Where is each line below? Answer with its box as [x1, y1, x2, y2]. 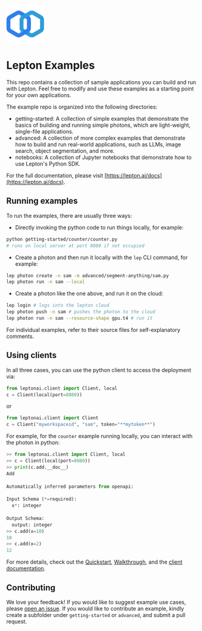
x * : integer [11, 502, 42, 509]
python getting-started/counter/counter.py [6, 236, 118, 242]
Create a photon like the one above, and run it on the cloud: [15, 290, 163, 297]
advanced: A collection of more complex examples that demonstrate [15, 134, 186, 141]
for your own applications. [6, 91, 71, 98]
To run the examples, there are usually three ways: [6, 212, 132, 219]
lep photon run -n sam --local [6, 279, 85, 285]
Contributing [6, 582, 56, 593]
